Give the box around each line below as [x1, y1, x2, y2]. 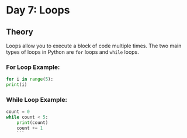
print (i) [6, 82, 27, 88]
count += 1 [16, 125, 43, 131]
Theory [6, 27, 34, 37]
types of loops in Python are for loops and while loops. [6, 49, 139, 56]
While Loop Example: [6, 95, 67, 103]
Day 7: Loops [6, 4, 70, 17]
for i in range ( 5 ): [6, 77, 54, 82]
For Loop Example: [6, 63, 60, 71]
